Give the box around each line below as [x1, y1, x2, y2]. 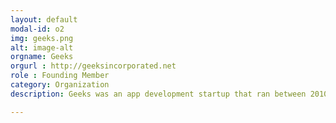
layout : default [10, 14, 78, 25]
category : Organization [10, 80, 110, 90]
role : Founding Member [10, 71, 110, 81]
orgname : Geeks [10, 52, 74, 62]
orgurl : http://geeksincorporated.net [10, 61, 177, 71]
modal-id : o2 [10, 24, 65, 34]
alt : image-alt [10, 42, 74, 53]
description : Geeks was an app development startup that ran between [10, 89, 307, 99]
